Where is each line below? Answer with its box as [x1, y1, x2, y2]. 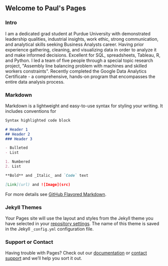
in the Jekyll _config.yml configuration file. [5, 226, 94, 232]
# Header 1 [5, 127, 28, 132]
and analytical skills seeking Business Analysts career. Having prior [5, 41, 144, 47]
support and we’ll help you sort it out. [5, 255, 82, 261]
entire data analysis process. [5, 79, 65, 85]
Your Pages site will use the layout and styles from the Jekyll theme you [5, 215, 154, 221]
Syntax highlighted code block [5, 118, 71, 123]
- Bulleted [5, 146, 28, 151]
